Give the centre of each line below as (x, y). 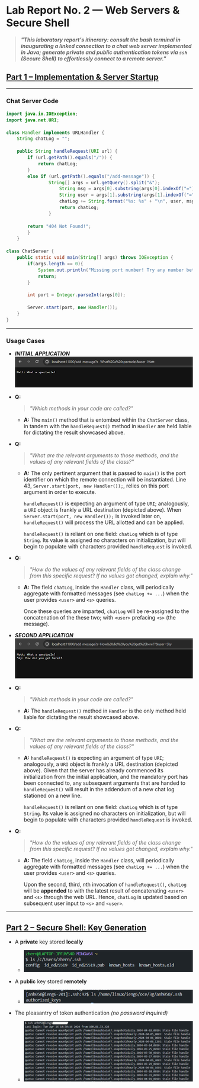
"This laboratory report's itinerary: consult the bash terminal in (100, 40)
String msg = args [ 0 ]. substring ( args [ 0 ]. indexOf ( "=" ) (127, 189)
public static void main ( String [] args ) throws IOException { (95, 258)
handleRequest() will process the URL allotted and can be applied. (104, 522)
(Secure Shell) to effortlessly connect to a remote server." (93, 58)
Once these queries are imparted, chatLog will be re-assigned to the (106, 611)
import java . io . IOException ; (42, 114)
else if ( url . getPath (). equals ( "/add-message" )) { (91, 176)
